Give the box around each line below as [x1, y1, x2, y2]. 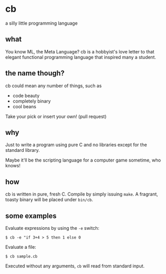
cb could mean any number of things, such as [5, 83, 102, 89]
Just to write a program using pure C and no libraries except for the [5, 142, 147, 148]
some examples [5, 211, 57, 220]
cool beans [12, 103, 37, 109]
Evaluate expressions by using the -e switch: [5, 225, 100, 231]
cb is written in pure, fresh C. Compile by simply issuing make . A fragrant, [5, 191, 158, 198]
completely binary [12, 98, 51, 104]
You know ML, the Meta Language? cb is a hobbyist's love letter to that [5, 48, 155, 54]
